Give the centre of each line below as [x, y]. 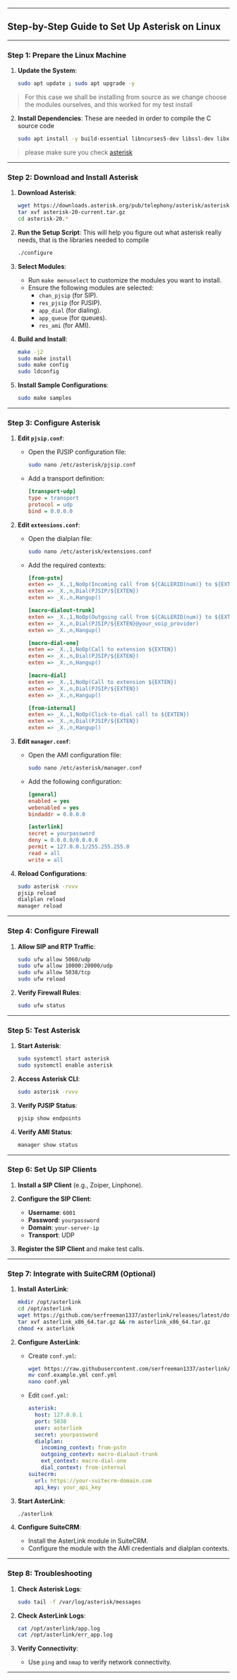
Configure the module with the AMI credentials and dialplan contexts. [129, 1548]
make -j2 [30, 352]
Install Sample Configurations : [63, 385]
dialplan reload [41, 900]
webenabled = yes [54, 808]
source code [36, 125]
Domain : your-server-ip [63, 1227]
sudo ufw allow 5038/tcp [54, 973]
